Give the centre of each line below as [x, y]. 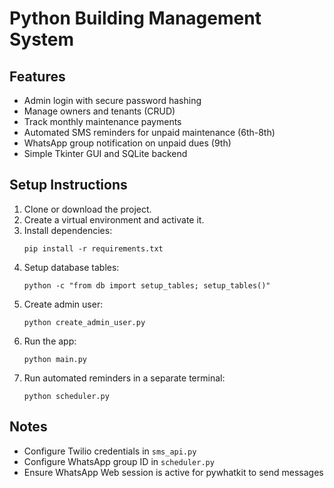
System [42, 39]
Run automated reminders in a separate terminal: [124, 378]
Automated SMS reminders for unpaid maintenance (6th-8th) [149, 132]
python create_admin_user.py [84, 322]
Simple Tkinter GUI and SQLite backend [105, 153]
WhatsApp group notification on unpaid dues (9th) [127, 143]
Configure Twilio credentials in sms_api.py [110, 451]
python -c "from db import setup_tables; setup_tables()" [147, 285]
